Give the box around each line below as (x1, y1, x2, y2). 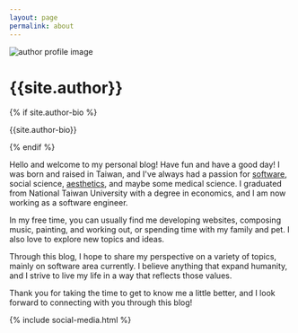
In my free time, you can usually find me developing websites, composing (9, 215, 281, 225)
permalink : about (9, 22, 74, 31)
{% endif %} (9, 142, 56, 153)
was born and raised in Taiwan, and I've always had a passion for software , (9, 169, 287, 180)
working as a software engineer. (9, 197, 128, 208)
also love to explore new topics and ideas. (9, 234, 164, 245)
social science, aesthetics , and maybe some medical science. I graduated (9, 179, 283, 189)
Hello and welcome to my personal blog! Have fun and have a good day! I (9, 159, 280, 171)
